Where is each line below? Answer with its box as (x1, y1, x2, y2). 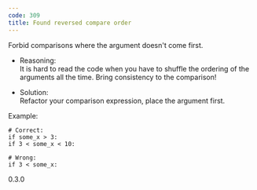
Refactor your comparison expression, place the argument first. (19, 96, 226, 105)
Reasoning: (19, 56, 57, 65)
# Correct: (8, 126, 44, 134)
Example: (8, 111, 39, 120)
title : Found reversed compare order (8, 19, 132, 27)
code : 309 (8, 11, 41, 20)
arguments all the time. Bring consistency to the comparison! (19, 72, 217, 82)
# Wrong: (8, 154, 37, 162)
